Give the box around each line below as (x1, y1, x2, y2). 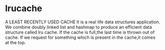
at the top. (5, 39, 26, 45)
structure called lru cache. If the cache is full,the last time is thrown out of (5, 29, 155, 35)
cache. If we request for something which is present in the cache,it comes (5, 34, 156, 40)
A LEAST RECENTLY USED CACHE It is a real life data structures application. (5, 19, 161, 25)
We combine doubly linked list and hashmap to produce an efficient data (5, 24, 152, 30)
